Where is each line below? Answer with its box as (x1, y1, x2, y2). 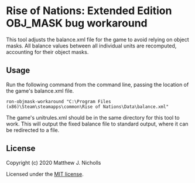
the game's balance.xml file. (6, 87, 74, 94)
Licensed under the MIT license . (6, 170, 84, 177)
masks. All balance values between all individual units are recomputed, (6, 42, 177, 49)
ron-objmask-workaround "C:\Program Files (6, 99, 111, 104)
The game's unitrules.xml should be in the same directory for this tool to (6, 114, 180, 121)
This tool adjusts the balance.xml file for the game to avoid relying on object (6, 36, 189, 43)
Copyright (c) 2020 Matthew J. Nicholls (6, 159, 101, 166)
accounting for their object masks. (6, 48, 89, 55)
